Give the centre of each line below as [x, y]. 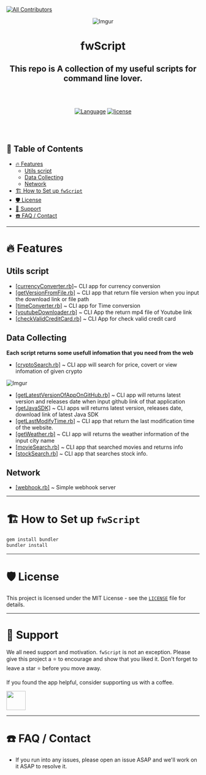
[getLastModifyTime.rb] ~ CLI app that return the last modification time [105, 421]
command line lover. [103, 78]
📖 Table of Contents [45, 149]
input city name [35, 440]
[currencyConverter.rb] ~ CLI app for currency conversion [88, 286]
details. [16, 605]
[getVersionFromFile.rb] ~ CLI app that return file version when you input [107, 292]
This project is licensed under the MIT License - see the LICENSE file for [96, 598]
